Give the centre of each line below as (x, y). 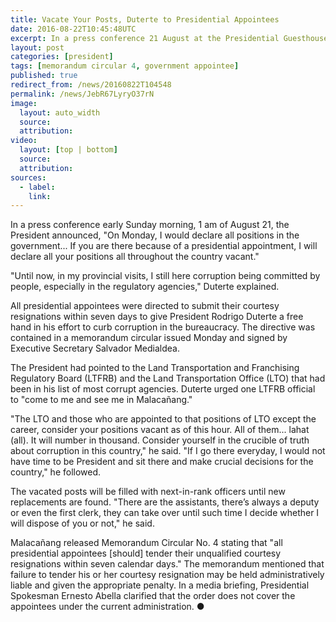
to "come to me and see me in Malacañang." (101, 400)
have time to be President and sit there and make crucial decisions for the (162, 462)
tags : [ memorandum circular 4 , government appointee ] (125, 66)
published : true (44, 76)
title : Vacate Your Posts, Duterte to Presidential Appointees (145, 19)
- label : (37, 187)
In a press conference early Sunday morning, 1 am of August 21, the (150, 225)
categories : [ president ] (62, 57)
